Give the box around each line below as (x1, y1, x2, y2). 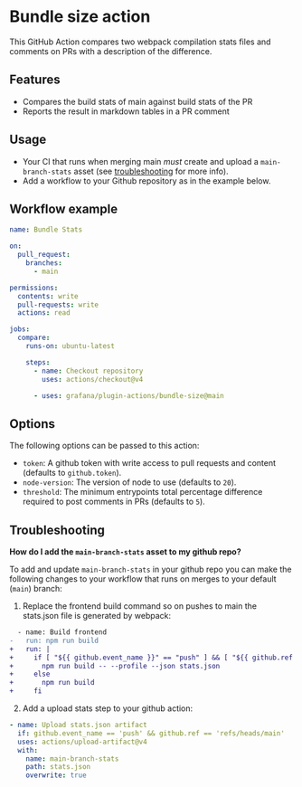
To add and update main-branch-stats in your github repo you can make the (9, 564, 292, 574)
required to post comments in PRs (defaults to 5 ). (22, 496, 205, 507)
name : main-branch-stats (25, 754, 119, 763)
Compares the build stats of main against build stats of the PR (22, 96, 253, 107)
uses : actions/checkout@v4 (42, 375, 144, 384)
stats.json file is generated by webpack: (22, 611, 172, 621)
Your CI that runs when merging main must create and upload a (22, 156, 260, 166)
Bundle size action (9, 6, 151, 27)
